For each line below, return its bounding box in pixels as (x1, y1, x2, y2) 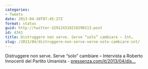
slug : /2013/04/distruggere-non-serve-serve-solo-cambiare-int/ (5, 39, 140, 44)
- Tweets (5, 12, 23, 17)
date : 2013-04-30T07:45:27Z (5, 16, 63, 21)
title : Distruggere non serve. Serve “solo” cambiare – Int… (5, 35, 134, 40)
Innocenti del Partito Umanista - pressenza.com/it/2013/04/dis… (5, 58, 136, 64)
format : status (5, 21, 37, 26)
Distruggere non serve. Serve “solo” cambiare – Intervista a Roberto (5, 53, 143, 59)
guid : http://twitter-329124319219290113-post (5, 26, 103, 31)
